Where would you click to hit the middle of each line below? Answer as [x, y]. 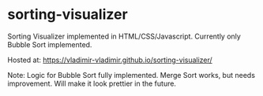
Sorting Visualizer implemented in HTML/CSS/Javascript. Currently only [124, 36]
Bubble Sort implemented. [50, 44]
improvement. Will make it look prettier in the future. [92, 83]
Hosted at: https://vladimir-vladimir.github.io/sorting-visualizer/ [110, 60]
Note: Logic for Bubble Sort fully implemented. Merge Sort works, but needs [131, 75]
